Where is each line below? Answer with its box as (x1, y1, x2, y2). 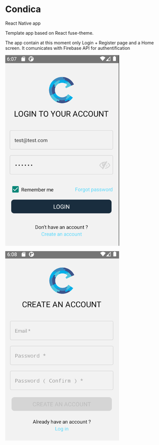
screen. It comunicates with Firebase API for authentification (5, 45, 130, 51)
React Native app (5, 20, 41, 26)
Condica (5, 4, 41, 15)
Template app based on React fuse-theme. (5, 30, 94, 36)
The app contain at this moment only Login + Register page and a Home (5, 39, 154, 46)
